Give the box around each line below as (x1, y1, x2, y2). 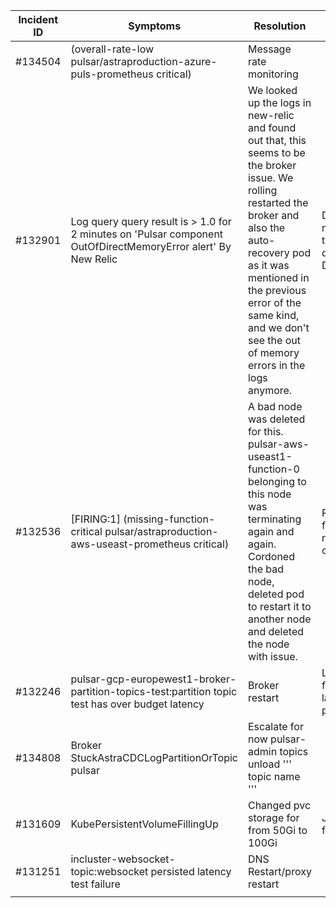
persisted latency (150, 865, 232, 878)
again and (247, 525, 295, 538)
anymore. (247, 384, 293, 397)
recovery (247, 246, 290, 259)
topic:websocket (70, 865, 149, 878)
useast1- (247, 450, 293, 463)
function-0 (247, 462, 300, 476)
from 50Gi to (247, 824, 308, 837)
